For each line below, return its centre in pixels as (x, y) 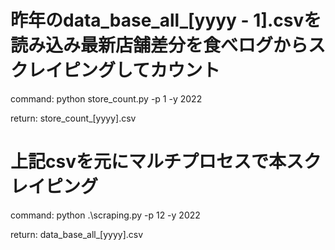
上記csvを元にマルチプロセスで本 (148, 162)
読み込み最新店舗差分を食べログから (159, 45)
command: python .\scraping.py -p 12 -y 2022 (105, 215)
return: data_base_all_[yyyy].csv (77, 234)
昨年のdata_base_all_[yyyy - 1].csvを (166, 20)
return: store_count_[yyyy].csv (73, 118)
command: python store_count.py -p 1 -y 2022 (106, 98)
